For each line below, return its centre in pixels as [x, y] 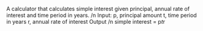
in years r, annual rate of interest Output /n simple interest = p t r [86, 22]
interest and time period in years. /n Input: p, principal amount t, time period [102, 15]
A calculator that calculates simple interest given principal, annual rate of [98, 9]
